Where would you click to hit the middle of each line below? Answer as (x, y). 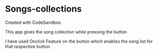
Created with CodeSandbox (33, 22)
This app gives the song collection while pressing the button (66, 32)
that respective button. (28, 46)
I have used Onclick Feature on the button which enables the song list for (79, 41)
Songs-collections (43, 9)
